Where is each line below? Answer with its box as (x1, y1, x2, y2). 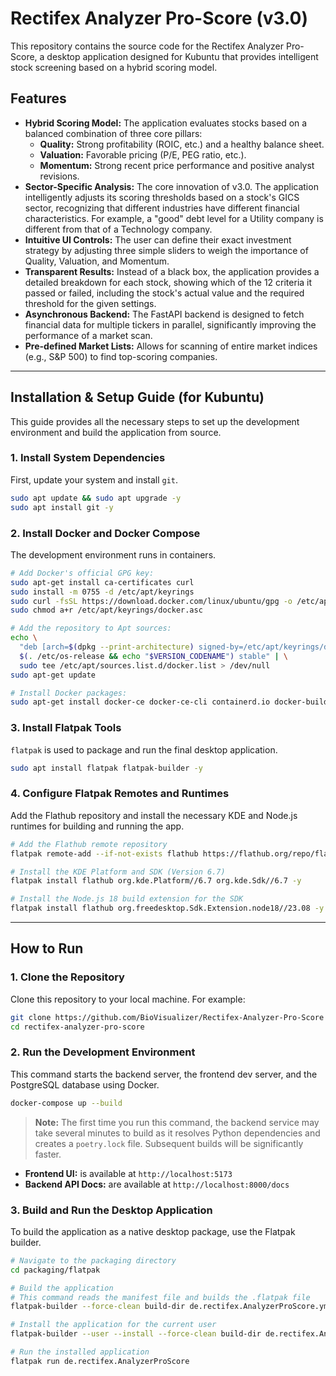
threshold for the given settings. (24, 297, 157, 309)
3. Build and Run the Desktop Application (10, 1203, 213, 1217)
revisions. (39, 170, 80, 182)
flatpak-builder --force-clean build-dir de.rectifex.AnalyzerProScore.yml (10, 1302, 333, 1312)
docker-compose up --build (10, 1098, 123, 1108)
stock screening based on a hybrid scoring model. (10, 61, 218, 73)
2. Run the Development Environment (10, 1045, 196, 1059)
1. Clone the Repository (10, 970, 125, 984)
